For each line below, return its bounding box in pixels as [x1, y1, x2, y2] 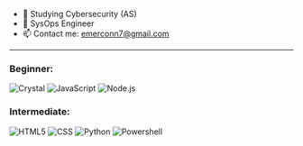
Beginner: [9, 62, 54, 75]
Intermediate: [9, 105, 70, 118]
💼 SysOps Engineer [22, 18, 95, 29]
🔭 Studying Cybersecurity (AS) [22, 9, 137, 19]
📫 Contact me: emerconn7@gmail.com [22, 28, 170, 39]
